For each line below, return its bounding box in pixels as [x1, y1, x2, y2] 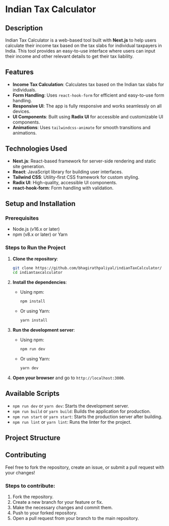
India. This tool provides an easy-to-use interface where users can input [5, 48, 155, 54]
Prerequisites [5, 214, 39, 221]
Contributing [5, 451, 46, 459]
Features [5, 68, 34, 76]
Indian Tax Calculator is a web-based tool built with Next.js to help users [5, 37, 156, 43]
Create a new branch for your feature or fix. [12, 499, 103, 505]
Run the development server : [12, 327, 75, 333]
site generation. [12, 163, 45, 169]
